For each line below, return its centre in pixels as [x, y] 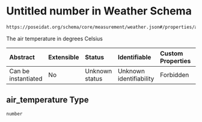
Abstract [22, 57]
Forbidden [175, 75]
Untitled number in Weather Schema [99, 11]
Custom [172, 53]
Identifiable [134, 57]
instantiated [26, 78]
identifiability [136, 78]
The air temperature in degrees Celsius [55, 38]
